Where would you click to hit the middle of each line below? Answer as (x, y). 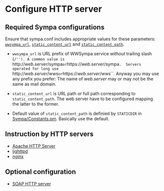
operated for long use (35, 69)
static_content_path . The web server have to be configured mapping (82, 99)
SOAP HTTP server (31, 184)
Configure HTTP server (54, 9)
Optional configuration (41, 172)
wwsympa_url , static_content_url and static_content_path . (65, 44)
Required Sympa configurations (55, 27)
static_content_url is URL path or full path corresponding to (74, 94)
